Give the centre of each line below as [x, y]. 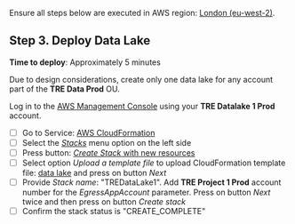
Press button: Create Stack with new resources [108, 152]
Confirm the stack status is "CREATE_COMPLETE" [114, 212]
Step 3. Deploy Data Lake [80, 40]
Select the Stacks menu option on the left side [107, 142]
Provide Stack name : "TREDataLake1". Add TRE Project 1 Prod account [151, 182]
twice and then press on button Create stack [104, 202]
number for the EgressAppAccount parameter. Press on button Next [146, 192]
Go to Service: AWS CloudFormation [88, 132]
